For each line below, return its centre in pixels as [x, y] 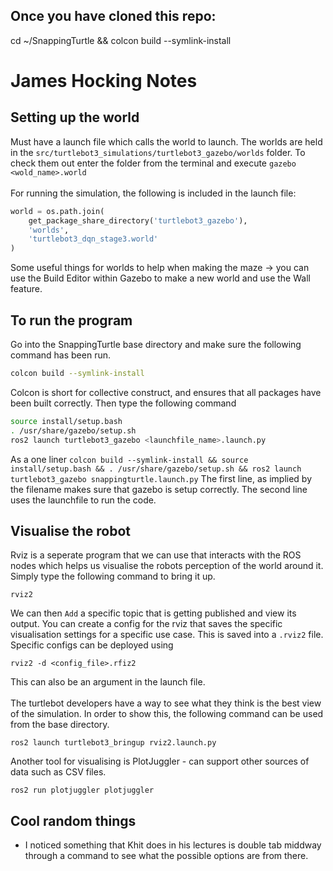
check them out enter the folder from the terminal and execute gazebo [153, 163]
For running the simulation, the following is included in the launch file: [153, 193]
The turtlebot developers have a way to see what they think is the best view [166, 703]
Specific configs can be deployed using [92, 645]
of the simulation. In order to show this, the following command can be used [167, 714]
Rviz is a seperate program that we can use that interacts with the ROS [156, 555]
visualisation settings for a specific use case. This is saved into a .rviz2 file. [167, 635]
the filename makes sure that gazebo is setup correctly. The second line [159, 489]
